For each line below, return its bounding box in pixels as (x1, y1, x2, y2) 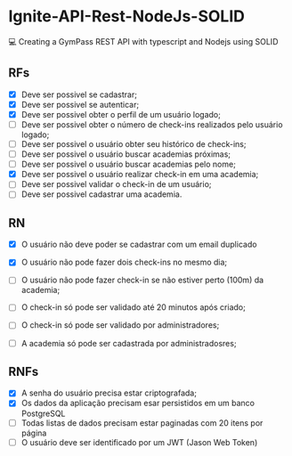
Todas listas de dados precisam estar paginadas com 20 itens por (20, 417, 264, 428)
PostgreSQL (20, 408, 66, 419)
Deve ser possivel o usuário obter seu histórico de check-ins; (20, 139, 247, 149)
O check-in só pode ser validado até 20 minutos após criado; (20, 302, 246, 313)
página (20, 427, 47, 438)
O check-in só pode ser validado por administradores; (20, 320, 220, 330)
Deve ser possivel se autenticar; (20, 99, 140, 110)
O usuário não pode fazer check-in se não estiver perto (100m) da (20, 274, 264, 286)
